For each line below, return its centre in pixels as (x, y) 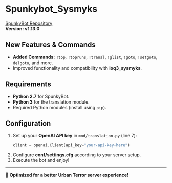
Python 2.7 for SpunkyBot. (41, 96)
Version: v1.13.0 (23, 28)
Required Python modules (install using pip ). (59, 107)
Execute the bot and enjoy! (41, 160)
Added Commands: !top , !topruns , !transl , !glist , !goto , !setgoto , (85, 57)
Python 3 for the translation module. (51, 102)
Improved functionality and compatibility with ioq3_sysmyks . (77, 68)
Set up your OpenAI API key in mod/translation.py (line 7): (75, 136)
